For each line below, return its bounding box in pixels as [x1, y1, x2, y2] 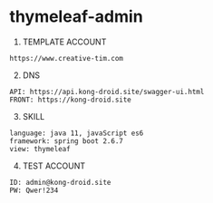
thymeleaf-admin [9, 6, 143, 27]
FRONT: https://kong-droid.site [9, 95, 131, 104]
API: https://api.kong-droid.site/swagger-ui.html [9, 87, 205, 96]
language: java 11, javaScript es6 [9, 129, 144, 138]
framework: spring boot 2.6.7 [9, 136, 124, 146]
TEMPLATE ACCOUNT [22, 36, 107, 47]
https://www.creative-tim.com [9, 53, 124, 63]
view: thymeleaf [9, 144, 71, 153]
